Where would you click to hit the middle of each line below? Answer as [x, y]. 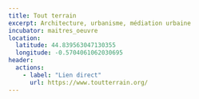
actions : [30, 68]
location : [25, 38]
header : [21, 61]
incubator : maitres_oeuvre [53, 30]
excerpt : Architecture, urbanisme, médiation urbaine [100, 23]
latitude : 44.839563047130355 [66, 46]
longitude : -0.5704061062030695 [70, 53]
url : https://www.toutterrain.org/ [89, 82]
